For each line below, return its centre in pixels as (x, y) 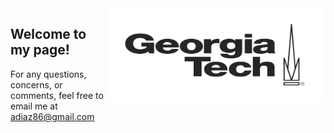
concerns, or (36, 84)
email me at (34, 106)
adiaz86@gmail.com (52, 116)
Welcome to (48, 34)
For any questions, (48, 74)
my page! (40, 50)
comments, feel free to (57, 95)
